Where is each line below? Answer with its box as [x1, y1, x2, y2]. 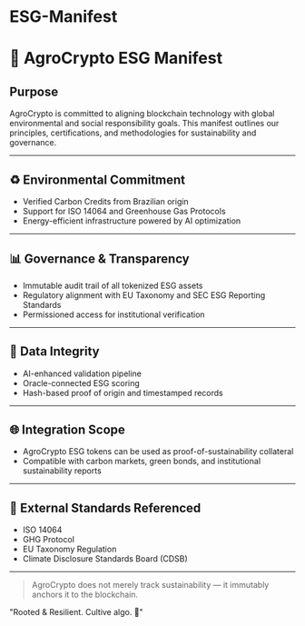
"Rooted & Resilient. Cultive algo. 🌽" [9, 607, 143, 618]
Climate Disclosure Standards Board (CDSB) [22, 553, 188, 564]
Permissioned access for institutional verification [22, 309, 206, 320]
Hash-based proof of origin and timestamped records [22, 387, 224, 398]
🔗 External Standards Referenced [9, 500, 202, 515]
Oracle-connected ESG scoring [22, 377, 141, 388]
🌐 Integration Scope [9, 422, 125, 438]
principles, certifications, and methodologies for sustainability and [9, 127, 257, 138]
